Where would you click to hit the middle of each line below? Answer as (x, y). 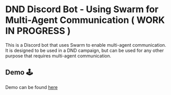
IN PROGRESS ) (38, 31)
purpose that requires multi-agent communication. (58, 56)
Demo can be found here (31, 87)
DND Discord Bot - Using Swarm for (82, 9)
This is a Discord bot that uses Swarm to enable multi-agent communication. (86, 45)
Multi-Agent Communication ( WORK (85, 20)
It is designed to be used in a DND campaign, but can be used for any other (85, 50)
